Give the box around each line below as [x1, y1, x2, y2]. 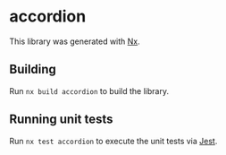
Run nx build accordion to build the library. [9, 85, 170, 96]
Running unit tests [9, 112, 113, 127]
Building [9, 62, 56, 77]
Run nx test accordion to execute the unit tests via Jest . [9, 135, 218, 146]
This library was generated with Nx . [9, 36, 140, 47]
